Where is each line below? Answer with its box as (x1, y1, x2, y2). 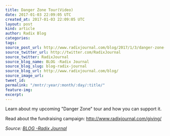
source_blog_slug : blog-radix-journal (5, 64, 87, 69)
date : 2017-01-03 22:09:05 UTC (5, 12, 71, 17)
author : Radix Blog (5, 31, 47, 36)
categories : (5, 36, 30, 41)
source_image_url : (5, 73, 44, 78)
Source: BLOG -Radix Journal (5, 125, 67, 131)
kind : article (5, 26, 35, 31)
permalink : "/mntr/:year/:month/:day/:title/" (5, 82, 105, 87)
